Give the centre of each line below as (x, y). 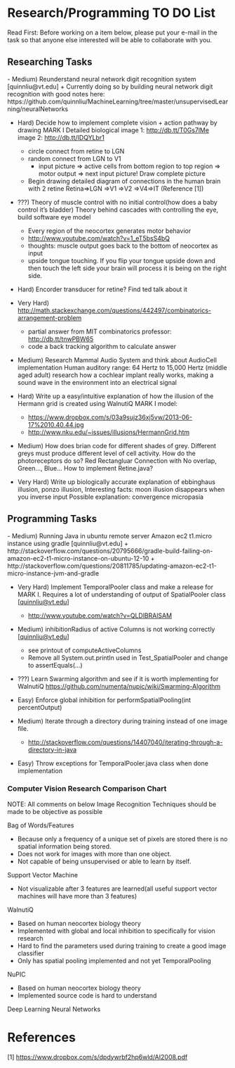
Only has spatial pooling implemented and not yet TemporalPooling (114, 960)
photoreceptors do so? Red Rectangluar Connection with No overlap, (117, 460)
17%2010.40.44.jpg (56, 424)
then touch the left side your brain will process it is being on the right (127, 268)
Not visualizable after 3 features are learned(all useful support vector (117, 889)
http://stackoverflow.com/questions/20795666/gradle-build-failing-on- (110, 551)
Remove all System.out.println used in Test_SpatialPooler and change (128, 657)
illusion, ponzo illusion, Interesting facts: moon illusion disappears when (121, 489)
